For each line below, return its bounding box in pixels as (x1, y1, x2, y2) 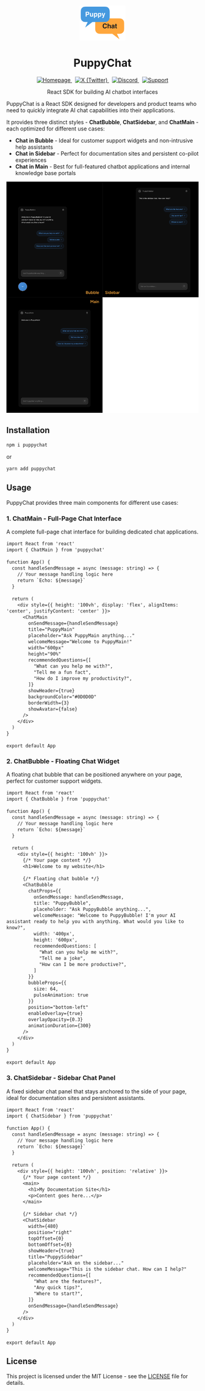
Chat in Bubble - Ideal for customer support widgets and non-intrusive (15, 137, 193, 145)
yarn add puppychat (6, 466, 56, 472)
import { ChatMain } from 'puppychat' (6, 547, 105, 553)
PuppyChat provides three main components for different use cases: (6, 499, 179, 506)
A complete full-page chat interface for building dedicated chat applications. (6, 528, 199, 535)
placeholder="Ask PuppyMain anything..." (28, 633, 135, 639)
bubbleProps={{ (28, 980, 67, 986)
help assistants (15, 143, 54, 151)
